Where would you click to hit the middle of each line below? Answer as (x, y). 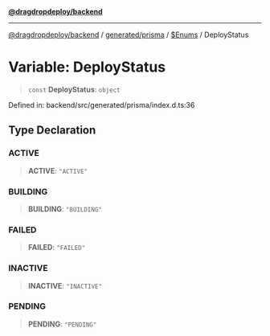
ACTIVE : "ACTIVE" (58, 170)
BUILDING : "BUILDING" (65, 209)
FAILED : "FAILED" (57, 248)
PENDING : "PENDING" (62, 324)
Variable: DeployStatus (87, 67)
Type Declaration (52, 131)
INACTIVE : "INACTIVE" (65, 285)
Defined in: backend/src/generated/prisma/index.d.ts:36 (102, 104)
